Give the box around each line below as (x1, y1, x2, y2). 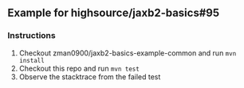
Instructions (7, 30, 57, 41)
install (18, 56, 45, 64)
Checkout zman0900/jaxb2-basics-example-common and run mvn (18, 48, 237, 58)
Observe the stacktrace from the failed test (18, 71, 161, 82)
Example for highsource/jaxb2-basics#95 (7, 6, 220, 20)
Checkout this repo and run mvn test (18, 63, 140, 73)
